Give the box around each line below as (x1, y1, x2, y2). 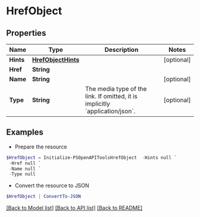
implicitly (85, 100, 110, 108)
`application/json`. (85, 107, 136, 115)
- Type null (8, 171, 36, 177)
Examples (6, 127, 43, 138)
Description (104, 46, 139, 54)
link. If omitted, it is (85, 92, 138, 100)
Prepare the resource (14, 143, 67, 150)
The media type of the (85, 85, 147, 93)
